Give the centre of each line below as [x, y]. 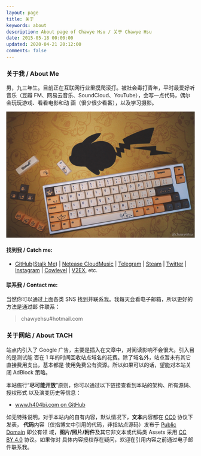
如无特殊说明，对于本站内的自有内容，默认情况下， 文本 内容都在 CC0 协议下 [100, 417]
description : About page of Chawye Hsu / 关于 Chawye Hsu [79, 32]
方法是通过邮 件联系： [33, 307]
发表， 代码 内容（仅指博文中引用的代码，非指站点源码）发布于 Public [91, 424]
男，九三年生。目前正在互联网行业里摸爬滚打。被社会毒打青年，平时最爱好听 [100, 88]
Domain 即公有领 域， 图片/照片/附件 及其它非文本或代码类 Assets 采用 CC [96, 432]
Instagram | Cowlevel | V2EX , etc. [56, 270]
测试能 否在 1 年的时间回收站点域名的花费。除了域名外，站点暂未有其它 [104, 357]
